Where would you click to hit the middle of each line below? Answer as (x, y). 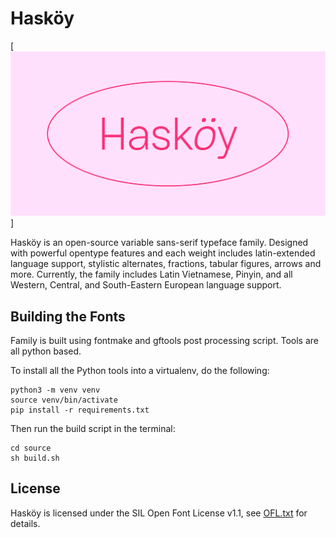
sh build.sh (35, 458)
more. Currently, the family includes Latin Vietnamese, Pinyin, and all (151, 274)
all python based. (46, 351)
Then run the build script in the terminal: (93, 429)
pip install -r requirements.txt (80, 410)
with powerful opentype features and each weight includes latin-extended (163, 253)
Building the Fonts (68, 316)
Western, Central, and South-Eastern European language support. (146, 285)
